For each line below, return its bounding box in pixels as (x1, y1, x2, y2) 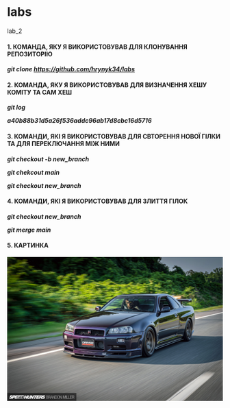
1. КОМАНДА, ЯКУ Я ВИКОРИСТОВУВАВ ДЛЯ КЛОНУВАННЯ (7, 43, 188, 51)
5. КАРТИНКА (7, 241, 49, 250)
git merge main (7, 226, 51, 234)
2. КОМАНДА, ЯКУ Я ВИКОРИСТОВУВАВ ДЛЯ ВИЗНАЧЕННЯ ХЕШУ (7, 80, 207, 89)
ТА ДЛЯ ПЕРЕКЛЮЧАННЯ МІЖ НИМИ (7, 139, 120, 147)
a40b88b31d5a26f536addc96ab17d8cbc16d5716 (7, 117, 152, 125)
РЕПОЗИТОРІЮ (7, 49, 53, 58)
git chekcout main (7, 168, 60, 176)
